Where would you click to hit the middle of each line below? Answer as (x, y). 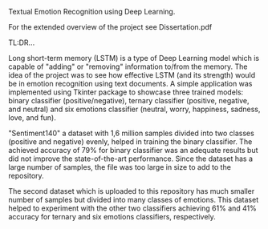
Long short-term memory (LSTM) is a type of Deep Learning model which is (134, 58)
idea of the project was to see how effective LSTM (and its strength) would (132, 75)
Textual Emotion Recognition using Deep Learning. (92, 12)
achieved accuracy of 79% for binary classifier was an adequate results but (133, 150)
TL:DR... (22, 42)
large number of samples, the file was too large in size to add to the (120, 167)
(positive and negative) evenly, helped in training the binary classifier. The (130, 142)
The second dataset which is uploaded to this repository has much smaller (132, 191)
